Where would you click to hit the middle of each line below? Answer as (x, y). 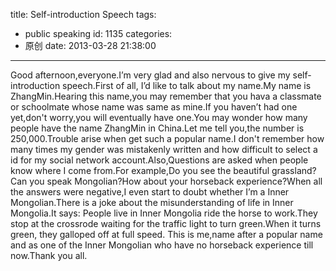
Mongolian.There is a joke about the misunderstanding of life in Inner (152, 202)
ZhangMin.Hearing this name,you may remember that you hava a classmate (166, 96)
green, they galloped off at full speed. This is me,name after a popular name (166, 234)
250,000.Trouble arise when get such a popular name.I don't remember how (167, 138)
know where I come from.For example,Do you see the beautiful (140, 170)
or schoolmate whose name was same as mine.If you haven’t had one (154, 107)
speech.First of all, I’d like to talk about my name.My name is (187, 85)
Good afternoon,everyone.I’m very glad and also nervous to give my (150, 75)
